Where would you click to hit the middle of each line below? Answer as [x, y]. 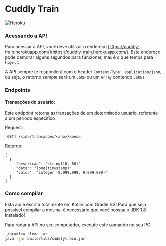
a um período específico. [30, 118]
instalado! [15, 215]
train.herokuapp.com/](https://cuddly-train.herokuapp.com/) [67, 52]
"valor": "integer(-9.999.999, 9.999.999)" [62, 173]
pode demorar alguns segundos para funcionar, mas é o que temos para [79, 57]
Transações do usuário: [30, 102]
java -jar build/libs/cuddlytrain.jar [45, 238]
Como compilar [24, 193]
